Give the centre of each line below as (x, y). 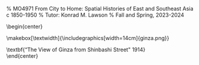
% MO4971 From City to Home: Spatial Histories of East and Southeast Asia (100, 9)
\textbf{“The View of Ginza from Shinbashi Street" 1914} (76, 49)
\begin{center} (25, 27)
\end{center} (22, 56)
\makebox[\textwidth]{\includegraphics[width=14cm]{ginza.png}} (88, 38)
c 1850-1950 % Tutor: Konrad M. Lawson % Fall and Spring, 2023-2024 (95, 15)
